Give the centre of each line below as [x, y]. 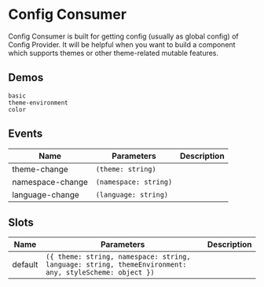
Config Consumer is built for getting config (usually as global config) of [123, 36]
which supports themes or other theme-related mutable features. [113, 53]
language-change [46, 194]
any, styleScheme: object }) [100, 272]
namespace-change [50, 182]
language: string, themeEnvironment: [116, 265]
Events [26, 134]
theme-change [40, 169]
